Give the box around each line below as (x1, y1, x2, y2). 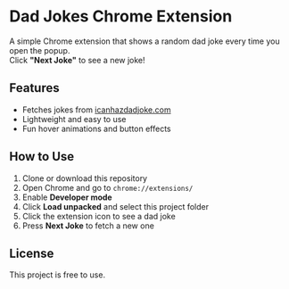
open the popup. (9, 45, 70, 55)
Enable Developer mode (21, 192, 113, 202)
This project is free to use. (9, 269, 105, 280)
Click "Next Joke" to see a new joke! (9, 54, 145, 65)
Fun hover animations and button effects (21, 123, 171, 134)
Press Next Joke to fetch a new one (21, 220, 154, 231)
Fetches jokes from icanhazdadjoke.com (21, 104, 171, 115)
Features (9, 80, 60, 95)
